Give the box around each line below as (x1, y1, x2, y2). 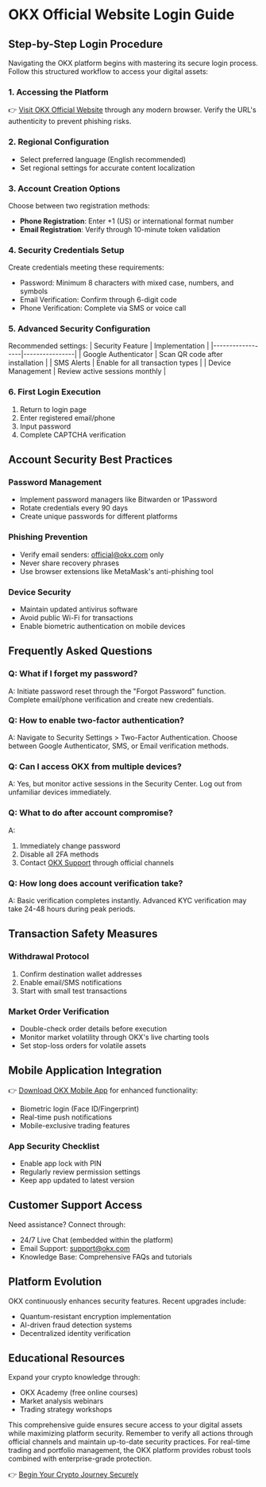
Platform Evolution (8, 1275, 102, 1289)
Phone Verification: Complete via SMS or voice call (19, 304, 187, 313)
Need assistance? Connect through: (8, 1219, 126, 1229)
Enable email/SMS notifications (19, 977, 122, 987)
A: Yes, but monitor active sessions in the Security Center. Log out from (8, 779, 242, 789)
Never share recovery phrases (19, 558, 120, 568)
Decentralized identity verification (19, 1328, 131, 1338)
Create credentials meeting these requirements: (8, 262, 164, 272)
